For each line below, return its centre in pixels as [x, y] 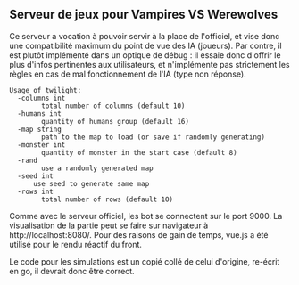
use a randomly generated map [97, 168]
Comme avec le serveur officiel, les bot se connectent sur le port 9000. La [146, 216]
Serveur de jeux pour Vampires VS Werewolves [144, 15]
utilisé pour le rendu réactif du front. [76, 244]
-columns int [42, 98]
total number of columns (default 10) [113, 106]
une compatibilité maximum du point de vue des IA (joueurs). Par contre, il [146, 45]
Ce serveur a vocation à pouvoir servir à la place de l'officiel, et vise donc [145, 36]
